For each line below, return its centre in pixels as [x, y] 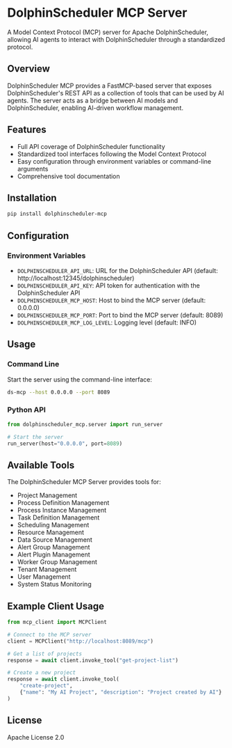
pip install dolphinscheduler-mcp [57, 214]
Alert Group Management [53, 547]
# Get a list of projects [44, 654]
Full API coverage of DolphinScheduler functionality [91, 146]
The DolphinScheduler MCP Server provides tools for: [84, 482]
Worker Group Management [57, 562]
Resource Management [51, 532]
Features [27, 130]
